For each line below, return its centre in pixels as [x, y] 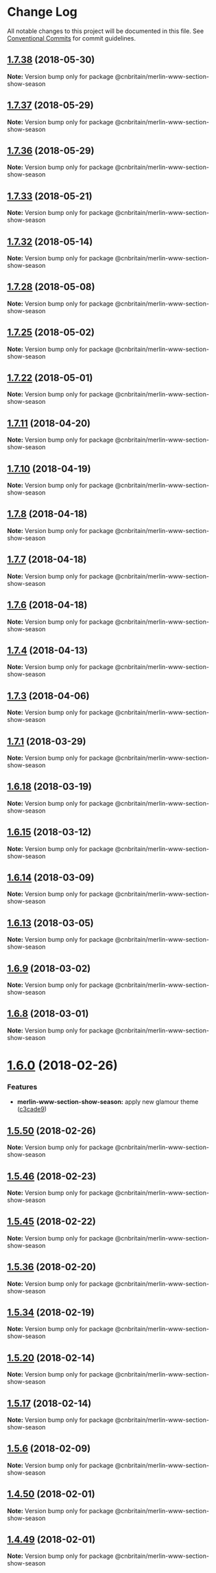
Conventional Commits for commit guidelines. [71, 38]
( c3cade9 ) [32, 1109]
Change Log [42, 12]
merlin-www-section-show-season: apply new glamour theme [108, 1102]
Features [22, 1087]
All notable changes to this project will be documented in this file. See [106, 31]
